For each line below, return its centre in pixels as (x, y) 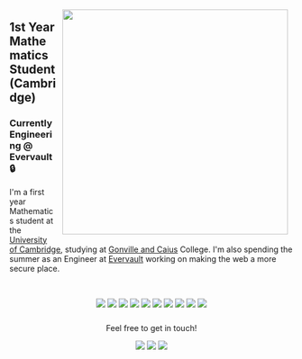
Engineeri (31, 135)
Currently (31, 123)
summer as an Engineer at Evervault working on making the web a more (143, 258)
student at (35, 220)
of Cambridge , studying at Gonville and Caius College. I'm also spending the (151, 249)
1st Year (32, 27)
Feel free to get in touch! (151, 328)
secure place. (35, 268)
